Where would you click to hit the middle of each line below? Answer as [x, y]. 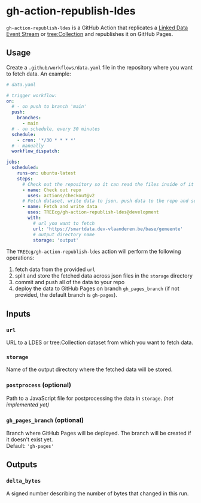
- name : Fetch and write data [60, 207]
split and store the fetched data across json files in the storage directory [104, 276]
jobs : [13, 162]
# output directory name [64, 234]
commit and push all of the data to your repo [70, 282]
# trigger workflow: [32, 95]
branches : [29, 118]
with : [35, 218]
